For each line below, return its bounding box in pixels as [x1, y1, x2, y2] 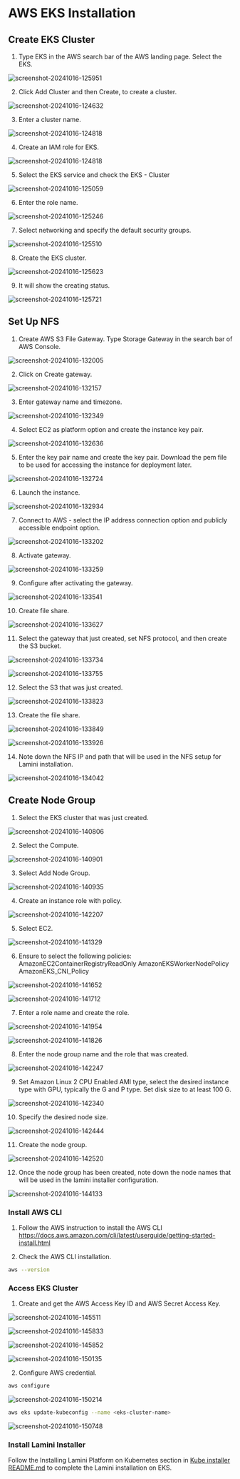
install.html [18, 1238, 51, 1247]
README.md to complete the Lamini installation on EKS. [8, 1463, 172, 1472]
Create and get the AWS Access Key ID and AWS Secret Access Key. [18, 1299, 221, 1308]
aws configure [8, 1383, 51, 1390]
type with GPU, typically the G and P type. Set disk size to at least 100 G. [18, 1085, 232, 1094]
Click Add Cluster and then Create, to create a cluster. [18, 88, 177, 96]
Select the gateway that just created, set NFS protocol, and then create [18, 634, 227, 642]
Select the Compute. [18, 841, 79, 849]
